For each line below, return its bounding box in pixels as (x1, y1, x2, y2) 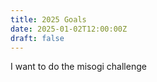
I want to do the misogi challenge (10, 61, 147, 73)
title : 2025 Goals (10, 14, 87, 25)
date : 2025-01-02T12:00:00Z (10, 24, 128, 34)
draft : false (10, 33, 65, 43)
